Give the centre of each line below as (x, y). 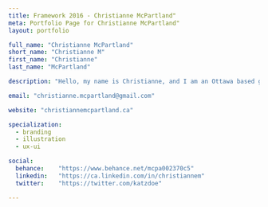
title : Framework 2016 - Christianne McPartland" (93, 16)
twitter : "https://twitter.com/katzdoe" (89, 183)
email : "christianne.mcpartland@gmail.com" (82, 96)
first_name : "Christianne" (53, 60)
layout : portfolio (39, 30)
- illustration (41, 139)
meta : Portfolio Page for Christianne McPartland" (94, 23)
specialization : (35, 124)
